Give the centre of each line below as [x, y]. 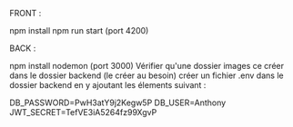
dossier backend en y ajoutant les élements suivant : [108, 85]
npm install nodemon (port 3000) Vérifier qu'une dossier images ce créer [147, 66]
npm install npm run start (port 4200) [79, 30]
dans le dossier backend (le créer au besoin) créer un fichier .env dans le [146, 75]
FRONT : [25, 13]
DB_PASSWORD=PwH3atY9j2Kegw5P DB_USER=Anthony [118, 103]
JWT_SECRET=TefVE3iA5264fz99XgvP [83, 112]
